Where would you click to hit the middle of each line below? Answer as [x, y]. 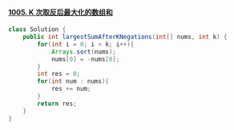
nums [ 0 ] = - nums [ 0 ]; [85, 59]
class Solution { [37, 30]
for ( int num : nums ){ [73, 81]
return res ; [57, 104]
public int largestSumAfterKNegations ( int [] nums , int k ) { [125, 37]
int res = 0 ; [59, 74]
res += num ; [71, 89]
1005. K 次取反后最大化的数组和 [61, 12]
